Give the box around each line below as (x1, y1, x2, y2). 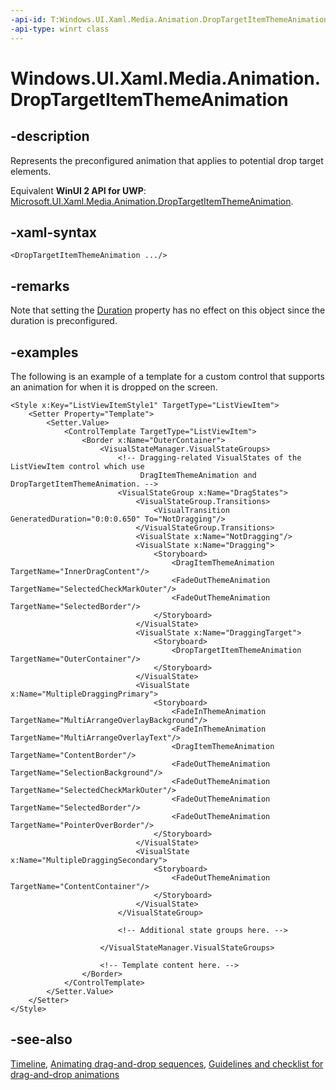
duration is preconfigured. (10, 315, 118, 327)
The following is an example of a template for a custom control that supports (10, 370, 325, 382)
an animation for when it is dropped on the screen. (10, 381, 218, 393)
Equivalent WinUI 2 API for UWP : (10, 184, 147, 196)
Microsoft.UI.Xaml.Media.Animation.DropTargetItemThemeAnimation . (10, 195, 294, 207)
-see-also (10, 1031, 73, 1048)
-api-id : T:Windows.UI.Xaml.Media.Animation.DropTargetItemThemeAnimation (10, 14, 329, 25)
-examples (10, 344, 79, 361)
